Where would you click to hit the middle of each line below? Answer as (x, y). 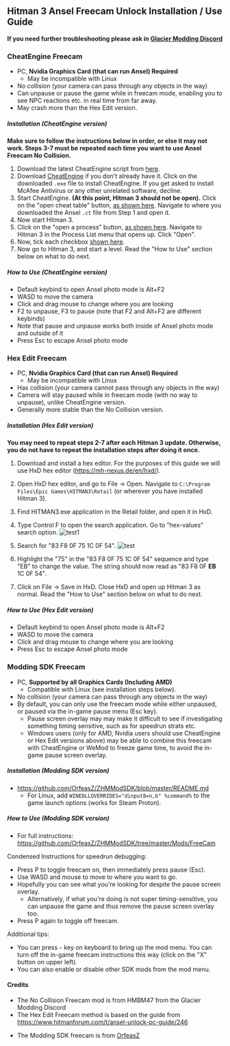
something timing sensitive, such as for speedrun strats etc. (112, 726)
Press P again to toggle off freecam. (68, 920)
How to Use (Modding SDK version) (58, 818)
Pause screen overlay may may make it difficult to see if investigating (125, 718)
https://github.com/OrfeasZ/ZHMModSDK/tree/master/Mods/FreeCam (116, 843)
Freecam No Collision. (39, 156)
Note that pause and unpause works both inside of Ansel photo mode (115, 326)
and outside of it (40, 333)
